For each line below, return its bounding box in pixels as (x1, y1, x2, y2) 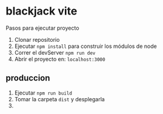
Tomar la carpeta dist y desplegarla (14, 95, 105, 102)
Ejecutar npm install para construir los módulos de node (14, 42, 157, 50)
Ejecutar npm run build (14, 89, 72, 96)
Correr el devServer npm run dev (14, 49, 96, 56)
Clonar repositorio (14, 36, 60, 43)
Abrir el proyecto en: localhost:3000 (14, 55, 105, 62)
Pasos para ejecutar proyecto (5, 24, 79, 32)
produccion (5, 73, 50, 83)
